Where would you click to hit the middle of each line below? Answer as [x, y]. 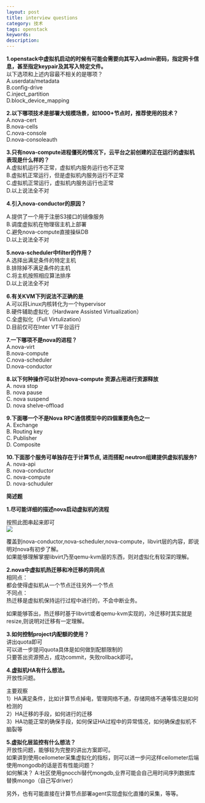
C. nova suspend [28, 399]
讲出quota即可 [24, 642]
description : [23, 40]
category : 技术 [25, 23]
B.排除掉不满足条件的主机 [39, 268]
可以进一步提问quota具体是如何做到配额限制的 [65, 649]
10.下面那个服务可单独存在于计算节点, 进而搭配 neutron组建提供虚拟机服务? [102, 457]
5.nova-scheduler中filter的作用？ [50, 253]
